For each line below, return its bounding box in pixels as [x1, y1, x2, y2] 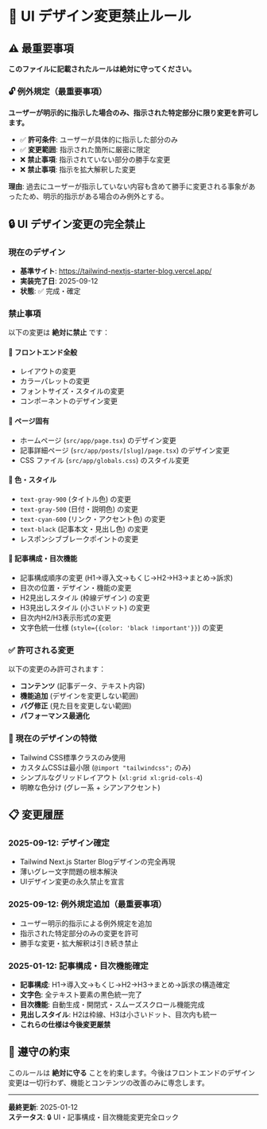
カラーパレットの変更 [19, 376, 90, 386]
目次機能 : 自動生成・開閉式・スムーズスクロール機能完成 [19, 999, 205, 1009]
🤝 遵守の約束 [8, 1045, 70, 1059]
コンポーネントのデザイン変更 [19, 396, 118, 406]
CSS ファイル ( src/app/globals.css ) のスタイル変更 [19, 455, 190, 465]
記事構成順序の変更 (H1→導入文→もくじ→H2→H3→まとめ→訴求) [19, 573, 234, 582]
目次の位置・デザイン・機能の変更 [19, 583, 132, 593]
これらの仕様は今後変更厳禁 [19, 1019, 111, 1029]
